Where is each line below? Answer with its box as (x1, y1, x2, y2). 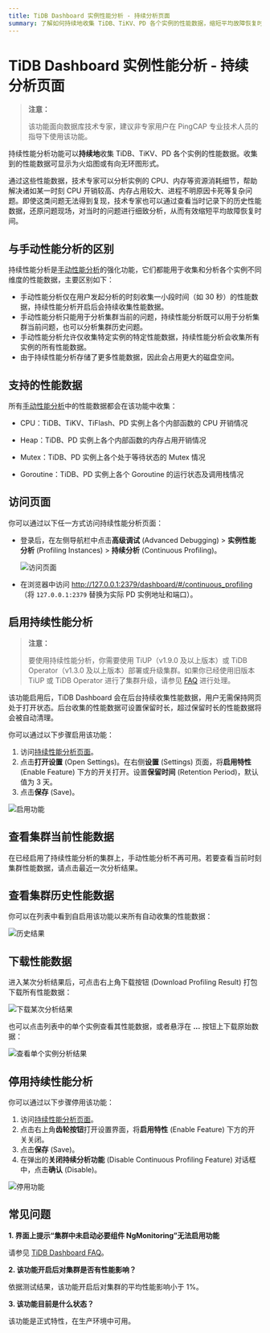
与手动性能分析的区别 (8, 242, 114, 256)
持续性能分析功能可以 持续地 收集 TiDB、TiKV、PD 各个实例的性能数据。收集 (8, 149, 259, 158)
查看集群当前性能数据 (8, 830, 114, 844)
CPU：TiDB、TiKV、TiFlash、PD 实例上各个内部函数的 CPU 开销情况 (19, 418, 248, 428)
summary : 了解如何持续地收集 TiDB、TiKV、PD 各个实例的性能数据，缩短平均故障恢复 (8, 19, 258, 27)
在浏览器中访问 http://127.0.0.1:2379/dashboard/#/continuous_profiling (19, 579, 253, 589)
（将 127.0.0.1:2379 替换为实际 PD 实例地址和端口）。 (19, 589, 198, 599)
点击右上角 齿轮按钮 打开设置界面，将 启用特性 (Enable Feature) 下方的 (19, 1124, 248, 1134)
